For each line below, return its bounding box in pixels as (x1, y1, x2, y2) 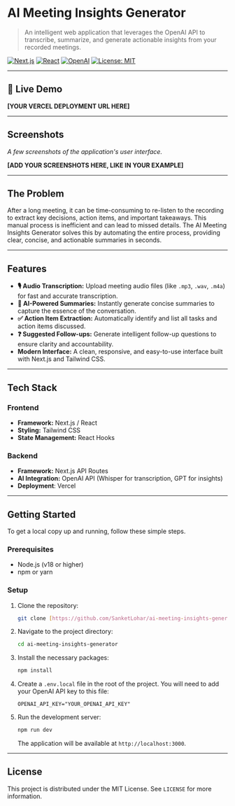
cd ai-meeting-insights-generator (17, 641, 118, 648)
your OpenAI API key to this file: (17, 687, 110, 695)
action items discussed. (17, 322, 86, 330)
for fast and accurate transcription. (17, 292, 118, 300)
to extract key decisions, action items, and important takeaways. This (7, 213, 207, 222)
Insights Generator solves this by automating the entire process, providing (7, 229, 220, 237)
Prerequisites (7, 544, 54, 554)
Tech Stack (7, 381, 57, 393)
